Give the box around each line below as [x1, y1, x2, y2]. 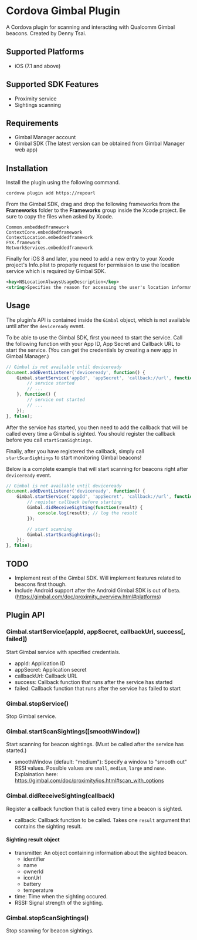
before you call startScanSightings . [6, 436, 93, 443]
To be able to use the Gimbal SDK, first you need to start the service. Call [6, 333, 183, 341]
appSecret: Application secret [14, 666, 87, 673]
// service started [27, 380, 75, 386]
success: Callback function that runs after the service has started [14, 678, 173, 685]
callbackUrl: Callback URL [14, 672, 78, 679]
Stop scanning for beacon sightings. [6, 927, 94, 934]
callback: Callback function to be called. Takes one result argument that [14, 816, 191, 823]
